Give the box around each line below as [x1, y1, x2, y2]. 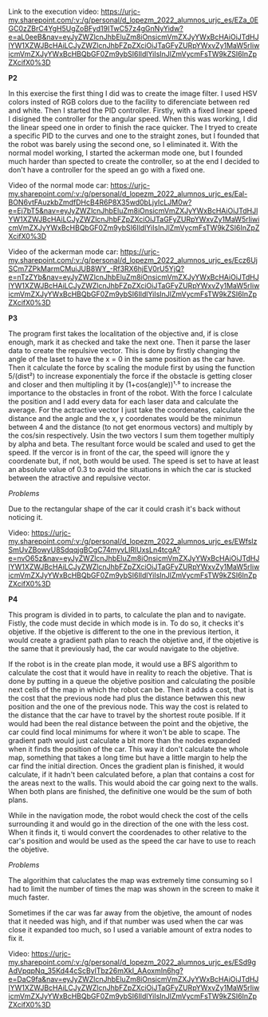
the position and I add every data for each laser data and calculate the [8, 397, 239, 406]
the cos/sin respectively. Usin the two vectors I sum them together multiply [8, 431, 254, 440]
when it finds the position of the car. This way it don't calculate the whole [8, 745, 249, 753]
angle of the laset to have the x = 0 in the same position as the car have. [8, 355, 246, 363]
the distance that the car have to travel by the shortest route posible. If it [8, 710, 246, 720]
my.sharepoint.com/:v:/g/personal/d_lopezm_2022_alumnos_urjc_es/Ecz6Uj [8, 256, 258, 264]
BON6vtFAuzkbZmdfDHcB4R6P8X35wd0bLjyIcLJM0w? [8, 197, 192, 207]
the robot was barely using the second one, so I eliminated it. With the [8, 140, 238, 149]
